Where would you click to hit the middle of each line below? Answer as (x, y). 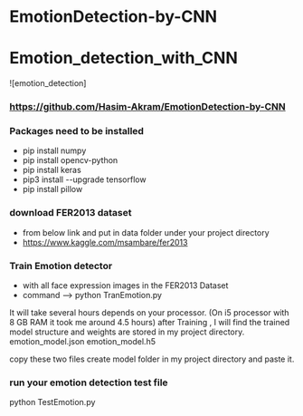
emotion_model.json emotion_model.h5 (83, 341)
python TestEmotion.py (52, 402)
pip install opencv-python (70, 160)
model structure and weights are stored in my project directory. (127, 332)
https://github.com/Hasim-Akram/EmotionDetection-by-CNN (148, 107)
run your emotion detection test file (89, 382)
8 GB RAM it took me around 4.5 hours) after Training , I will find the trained (150, 322)
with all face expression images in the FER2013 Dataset (125, 285)
